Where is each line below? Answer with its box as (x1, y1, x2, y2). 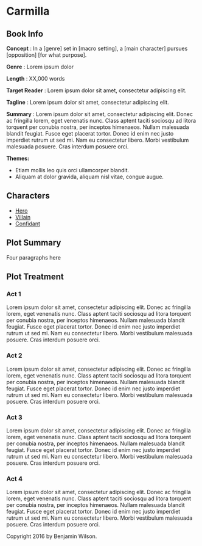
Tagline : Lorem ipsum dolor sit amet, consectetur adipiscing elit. (6, 99, 169, 106)
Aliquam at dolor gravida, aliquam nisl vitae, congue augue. (15, 173, 164, 180)
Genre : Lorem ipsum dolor (6, 63, 74, 70)
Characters (6, 191, 50, 201)
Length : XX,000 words (6, 75, 65, 82)
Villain (15, 213, 31, 220)
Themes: (6, 155, 30, 162)
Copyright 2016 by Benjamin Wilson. (6, 533, 97, 540)
